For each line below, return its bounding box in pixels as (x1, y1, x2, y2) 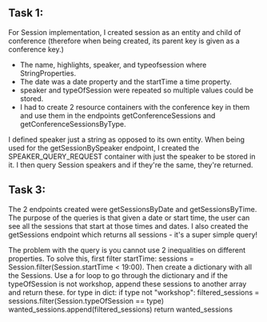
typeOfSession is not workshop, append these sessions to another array (8, 279, 247, 289)
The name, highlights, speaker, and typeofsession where (19, 60, 207, 69)
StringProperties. (19, 68, 77, 78)
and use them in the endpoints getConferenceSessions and (19, 111, 216, 120)
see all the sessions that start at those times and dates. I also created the (8, 221, 249, 230)
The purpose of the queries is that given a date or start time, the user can (8, 213, 250, 222)
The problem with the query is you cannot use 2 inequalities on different (8, 245, 246, 254)
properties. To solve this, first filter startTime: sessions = (8, 253, 194, 263)
